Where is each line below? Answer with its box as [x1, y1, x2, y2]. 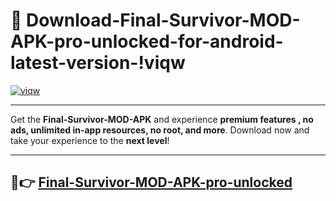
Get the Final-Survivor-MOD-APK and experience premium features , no [10, 113, 314, 125]
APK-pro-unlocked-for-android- [10, 30, 284, 53]
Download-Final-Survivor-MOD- [26, 9, 301, 32]
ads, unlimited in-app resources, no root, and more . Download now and [10, 124, 310, 136]
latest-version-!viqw [10, 52, 186, 74]
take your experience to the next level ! [10, 134, 170, 146]
